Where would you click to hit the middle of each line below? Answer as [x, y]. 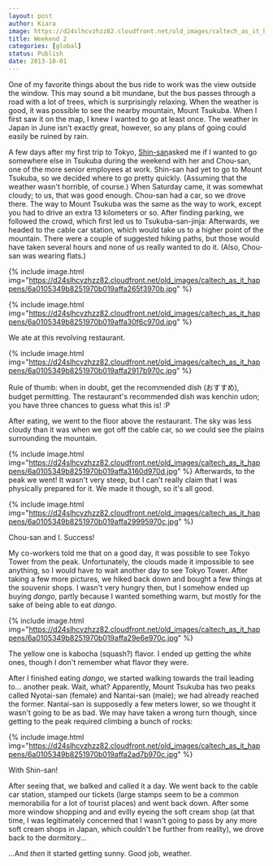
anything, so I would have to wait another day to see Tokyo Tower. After [128, 570]
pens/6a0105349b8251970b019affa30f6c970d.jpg [93, 321]
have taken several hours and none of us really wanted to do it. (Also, [124, 247]
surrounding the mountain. [53, 438]
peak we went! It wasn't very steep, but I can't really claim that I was [123, 480]
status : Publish [36, 54]
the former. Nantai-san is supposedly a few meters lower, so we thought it [132, 703]
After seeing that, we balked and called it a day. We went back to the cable [133, 785]
